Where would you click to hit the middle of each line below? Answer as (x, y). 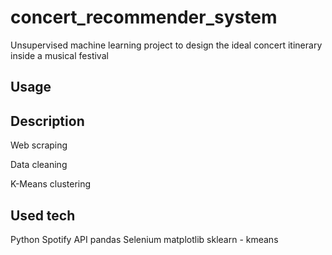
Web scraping (39, 145)
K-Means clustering (51, 184)
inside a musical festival (59, 55)
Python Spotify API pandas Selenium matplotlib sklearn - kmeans (144, 239)
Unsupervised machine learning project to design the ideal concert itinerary (166, 45)
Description (47, 121)
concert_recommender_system (144, 17)
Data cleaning (39, 165)
